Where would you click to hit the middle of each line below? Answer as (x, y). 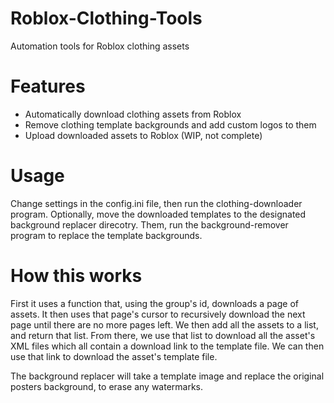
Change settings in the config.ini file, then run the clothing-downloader (156, 203)
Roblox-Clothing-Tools (106, 18)
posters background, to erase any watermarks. (107, 386)
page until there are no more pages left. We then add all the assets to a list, (164, 324)
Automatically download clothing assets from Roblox (133, 114)
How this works (76, 276)
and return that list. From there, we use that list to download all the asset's (163, 335)
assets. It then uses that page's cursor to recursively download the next (158, 314)
